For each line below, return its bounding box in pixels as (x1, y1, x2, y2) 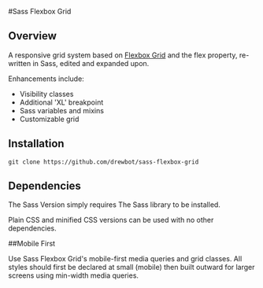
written (8, 58, 31, 68)
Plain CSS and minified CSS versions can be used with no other (8, 216, 214, 225)
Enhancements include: (8, 74, 84, 83)
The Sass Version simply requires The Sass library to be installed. (8, 200, 220, 209)
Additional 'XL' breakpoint (19, 98, 104, 107)
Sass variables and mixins (19, 105, 105, 115)
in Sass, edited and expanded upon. (32, 58, 150, 68)
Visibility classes (19, 89, 74, 98)
